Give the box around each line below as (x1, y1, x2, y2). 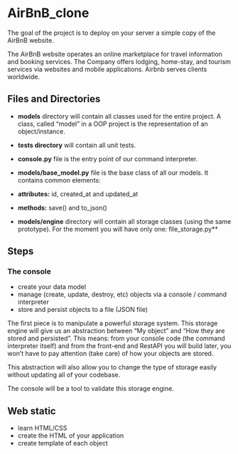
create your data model (17, 283, 87, 291)
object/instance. (17, 126, 65, 136)
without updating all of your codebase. (7, 371, 121, 379)
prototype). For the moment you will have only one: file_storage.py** (17, 225, 219, 233)
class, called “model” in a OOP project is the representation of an (17, 119, 208, 128)
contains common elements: (17, 175, 101, 184)
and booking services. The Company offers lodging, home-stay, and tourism (7, 57, 231, 65)
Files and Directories (7, 93, 101, 105)
